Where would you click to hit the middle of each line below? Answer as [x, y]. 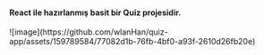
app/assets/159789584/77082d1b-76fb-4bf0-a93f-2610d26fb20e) [132, 42]
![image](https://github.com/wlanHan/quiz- [89, 32]
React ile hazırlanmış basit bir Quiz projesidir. [95, 12]
